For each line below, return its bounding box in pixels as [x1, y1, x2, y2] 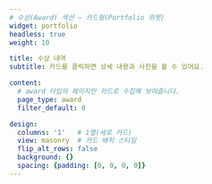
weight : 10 [9, 38, 50, 47]
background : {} [17, 153, 74, 162]
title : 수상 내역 [9, 54, 67, 63]
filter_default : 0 [17, 104, 87, 113]
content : [9, 79, 42, 88]
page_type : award [17, 95, 82, 104]
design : [9, 120, 38, 129]
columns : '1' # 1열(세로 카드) [17, 128, 132, 137]
